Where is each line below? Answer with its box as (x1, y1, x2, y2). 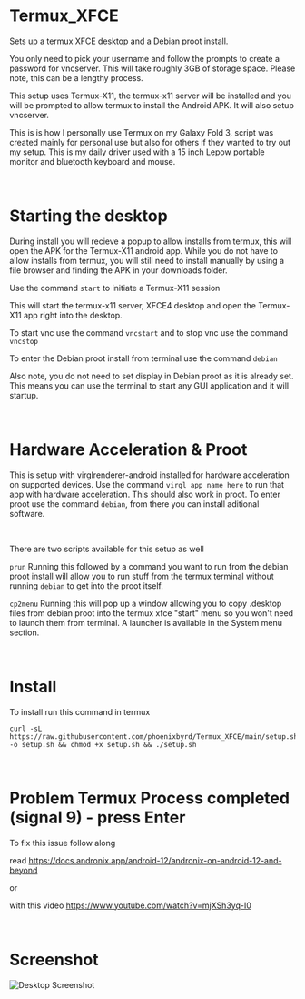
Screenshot (9, 949, 99, 970)
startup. (9, 389, 39, 400)
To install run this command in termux (9, 706, 151, 717)
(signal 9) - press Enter (9, 807, 186, 828)
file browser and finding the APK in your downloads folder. (9, 265, 229, 276)
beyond (9, 864, 38, 875)
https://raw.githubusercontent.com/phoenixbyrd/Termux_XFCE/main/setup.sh (9, 732, 299, 742)
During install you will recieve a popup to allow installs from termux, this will (9, 236, 292, 247)
